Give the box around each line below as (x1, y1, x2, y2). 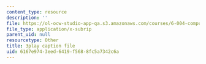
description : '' (6, 15, 48, 21)
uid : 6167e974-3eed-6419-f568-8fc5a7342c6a (6, 49, 120, 55)
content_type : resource (6, 9, 67, 15)
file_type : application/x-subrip (6, 26, 92, 32)
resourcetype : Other (6, 37, 59, 43)
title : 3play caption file (6, 43, 75, 49)
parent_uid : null (6, 32, 51, 38)
